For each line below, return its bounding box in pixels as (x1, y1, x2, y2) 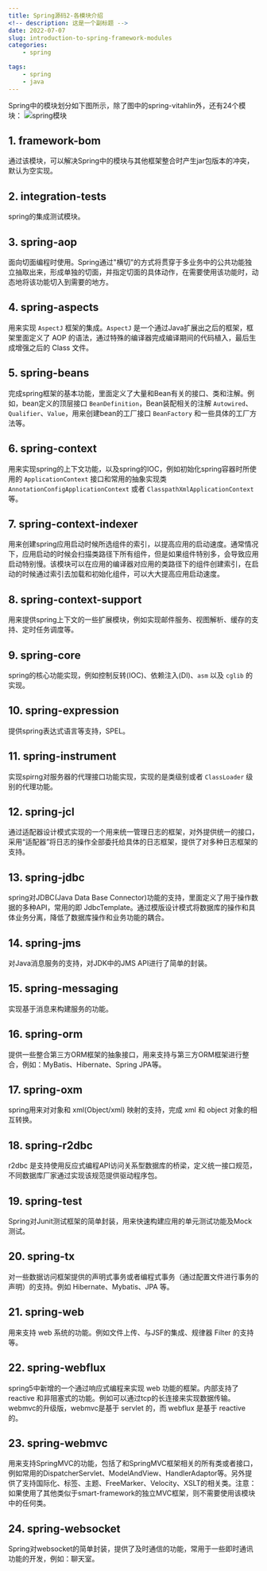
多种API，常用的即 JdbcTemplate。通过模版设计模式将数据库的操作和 (21, 903, 249, 912)
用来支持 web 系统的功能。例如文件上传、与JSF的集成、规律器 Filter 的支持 (8, 1328, 254, 1337)
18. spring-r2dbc (8, 1138, 93, 1152)
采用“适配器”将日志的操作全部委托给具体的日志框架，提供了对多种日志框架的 (8, 837, 258, 847)
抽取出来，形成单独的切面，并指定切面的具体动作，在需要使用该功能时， (14, 267, 252, 277)
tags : (8, 63, 26, 72)
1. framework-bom (8, 134, 101, 148)
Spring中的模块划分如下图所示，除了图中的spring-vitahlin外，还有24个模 (8, 100, 246, 110)
